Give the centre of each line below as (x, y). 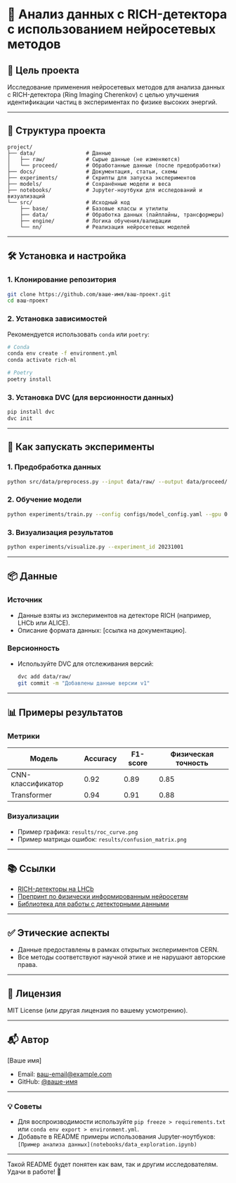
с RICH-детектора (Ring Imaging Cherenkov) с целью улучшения (103, 95)
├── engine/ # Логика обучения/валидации (96, 221)
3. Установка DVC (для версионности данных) (91, 397)
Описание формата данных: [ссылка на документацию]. (102, 630)
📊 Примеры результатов (65, 713)
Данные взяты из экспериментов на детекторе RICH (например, (114, 615)
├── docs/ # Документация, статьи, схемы (92, 172)
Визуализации (33, 816)
